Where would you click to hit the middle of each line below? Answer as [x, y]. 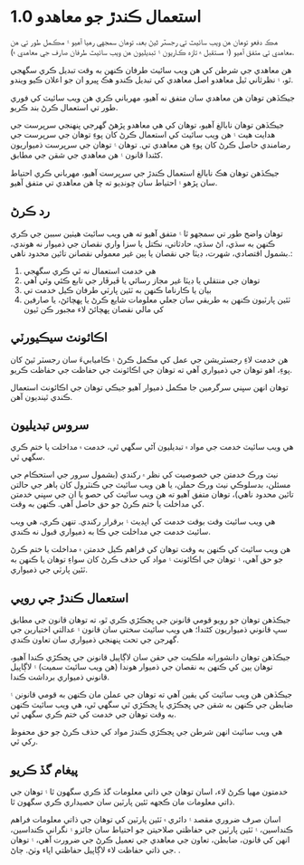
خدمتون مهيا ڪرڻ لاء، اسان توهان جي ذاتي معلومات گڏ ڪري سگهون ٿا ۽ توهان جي [149, 792]
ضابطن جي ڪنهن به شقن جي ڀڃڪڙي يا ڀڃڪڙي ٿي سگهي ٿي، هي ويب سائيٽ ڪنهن [152, 705]
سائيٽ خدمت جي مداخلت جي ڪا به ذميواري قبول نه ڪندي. [110, 532]
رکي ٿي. [24, 741]
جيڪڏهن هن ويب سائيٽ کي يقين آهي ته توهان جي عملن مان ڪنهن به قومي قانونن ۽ [152, 695]
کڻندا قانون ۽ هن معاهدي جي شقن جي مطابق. [87, 155]
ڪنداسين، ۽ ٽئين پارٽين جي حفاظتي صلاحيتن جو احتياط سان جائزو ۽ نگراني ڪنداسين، [152, 829]
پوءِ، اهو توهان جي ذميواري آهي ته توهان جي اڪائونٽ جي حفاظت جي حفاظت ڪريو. [152, 369]
